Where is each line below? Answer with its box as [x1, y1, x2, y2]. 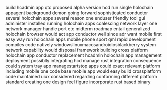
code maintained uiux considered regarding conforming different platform [5, 74, 157, 79]
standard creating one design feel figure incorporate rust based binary [5, 79, 151, 85]
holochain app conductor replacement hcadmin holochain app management [5, 52, 162, 58]
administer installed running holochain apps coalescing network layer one [5, 20, 158, 26]
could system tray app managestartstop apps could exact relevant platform [5, 63, 160, 69]
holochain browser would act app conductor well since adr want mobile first [5, 31, 162, 37]
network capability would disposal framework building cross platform [5, 47, 148, 53]
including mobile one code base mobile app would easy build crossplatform [5, 68, 161, 74]
